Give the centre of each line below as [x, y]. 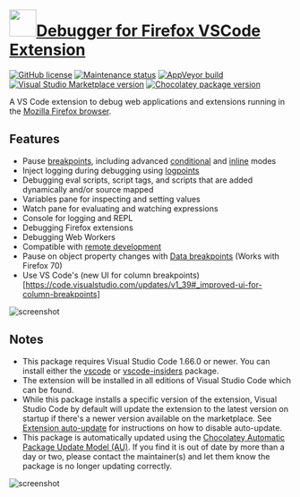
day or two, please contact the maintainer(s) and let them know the [146, 456]
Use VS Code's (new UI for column [86, 275]
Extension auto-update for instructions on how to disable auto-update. [152, 428]
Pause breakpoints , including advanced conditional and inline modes [149, 160]
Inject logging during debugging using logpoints [111, 170]
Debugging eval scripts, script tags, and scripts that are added [137, 180]
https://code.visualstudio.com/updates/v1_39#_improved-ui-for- [144, 284]
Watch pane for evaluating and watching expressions [120, 208]
